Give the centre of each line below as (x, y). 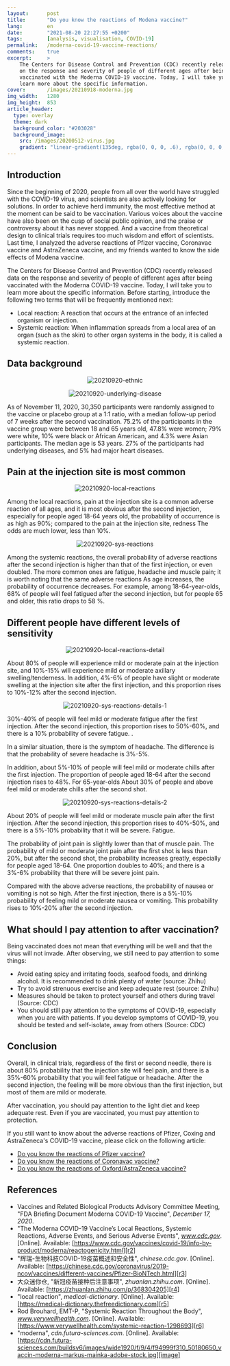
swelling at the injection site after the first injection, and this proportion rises (114, 685)
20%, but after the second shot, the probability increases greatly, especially (114, 859)
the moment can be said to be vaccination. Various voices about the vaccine (115, 213)
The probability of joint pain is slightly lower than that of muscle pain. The (111, 843)
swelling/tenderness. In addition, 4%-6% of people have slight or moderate (114, 678)
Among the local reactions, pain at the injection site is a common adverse (111, 502)
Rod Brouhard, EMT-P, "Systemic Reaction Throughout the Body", (110, 1311)
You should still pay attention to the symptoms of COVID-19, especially (116, 1010)
